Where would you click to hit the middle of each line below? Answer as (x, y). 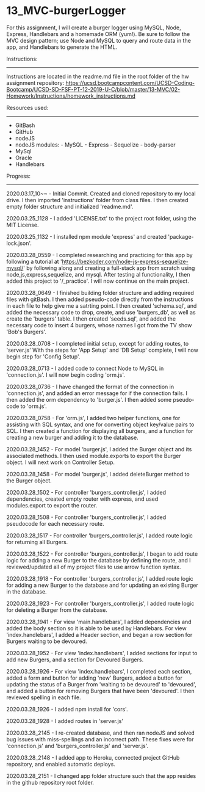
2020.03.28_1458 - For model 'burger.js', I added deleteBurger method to (98, 474)
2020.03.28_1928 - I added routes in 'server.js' (65, 721)
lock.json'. (19, 243)
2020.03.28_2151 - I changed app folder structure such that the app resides (101, 776)
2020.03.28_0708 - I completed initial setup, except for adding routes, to (98, 343)
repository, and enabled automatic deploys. (61, 764)
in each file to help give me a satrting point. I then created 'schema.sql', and (102, 305)
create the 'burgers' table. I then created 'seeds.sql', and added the (91, 319)
